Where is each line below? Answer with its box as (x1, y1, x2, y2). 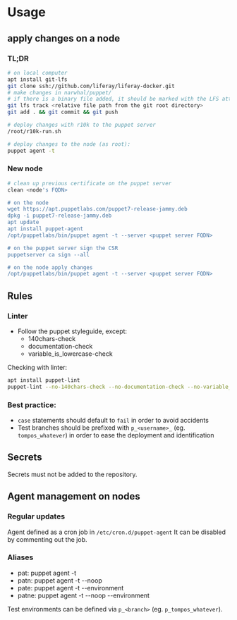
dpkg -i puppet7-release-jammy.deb (7, 212, 112, 219)
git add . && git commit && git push (7, 108, 119, 116)
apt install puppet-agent (7, 225, 83, 232)
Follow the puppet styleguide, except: (17, 327, 128, 335)
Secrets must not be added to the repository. (7, 470, 138, 478)
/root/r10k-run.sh (7, 128, 61, 135)
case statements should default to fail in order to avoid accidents (17, 416, 209, 425)
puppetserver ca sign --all (7, 251, 90, 258)
